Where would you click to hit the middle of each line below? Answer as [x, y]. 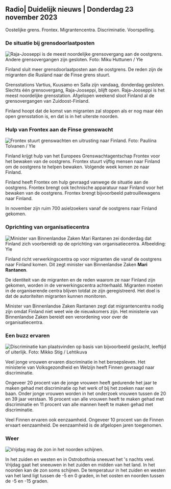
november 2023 [31, 18]
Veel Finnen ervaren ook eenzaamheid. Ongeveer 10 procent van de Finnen [85, 420]
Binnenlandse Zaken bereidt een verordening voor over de [67, 317]
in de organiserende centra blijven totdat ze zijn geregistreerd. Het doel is [83, 290]
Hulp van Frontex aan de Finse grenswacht [59, 130]
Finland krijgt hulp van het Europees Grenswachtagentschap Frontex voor [83, 156]
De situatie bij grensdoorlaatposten [50, 43]
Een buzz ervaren [28, 335]
